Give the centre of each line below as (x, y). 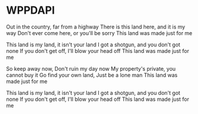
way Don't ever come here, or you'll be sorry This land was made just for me (99, 33)
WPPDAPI (30, 10)
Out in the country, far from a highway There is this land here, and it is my (96, 27)
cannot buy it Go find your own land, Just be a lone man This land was (92, 75)
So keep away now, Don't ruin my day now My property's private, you (91, 68)
